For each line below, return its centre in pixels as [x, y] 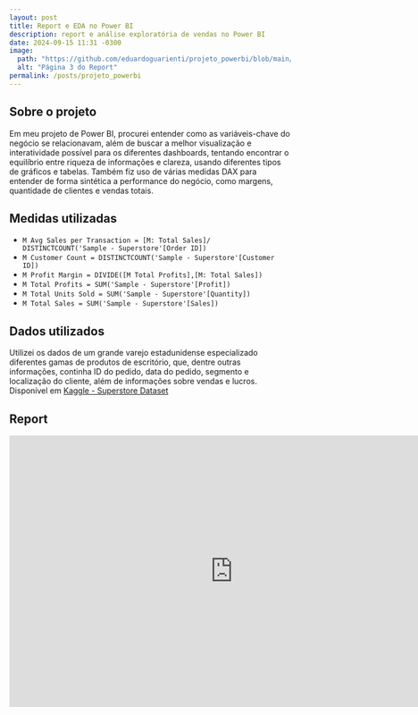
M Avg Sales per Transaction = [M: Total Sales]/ [117, 241]
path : [28, 59]
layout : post [33, 17]
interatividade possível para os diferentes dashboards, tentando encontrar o [149, 152]
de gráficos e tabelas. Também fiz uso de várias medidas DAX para [133, 172]
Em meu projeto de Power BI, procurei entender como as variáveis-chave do [150, 133]
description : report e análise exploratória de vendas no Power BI [138, 34]
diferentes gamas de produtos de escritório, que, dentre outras [125, 362]
